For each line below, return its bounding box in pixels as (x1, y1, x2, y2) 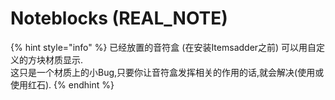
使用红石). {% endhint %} (10, 78, 115, 91)
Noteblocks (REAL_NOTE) (10, 7, 228, 30)
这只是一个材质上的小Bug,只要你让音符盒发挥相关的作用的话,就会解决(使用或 (10, 66, 325, 78)
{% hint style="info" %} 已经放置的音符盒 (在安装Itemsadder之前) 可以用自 (10, 41, 317, 53)
